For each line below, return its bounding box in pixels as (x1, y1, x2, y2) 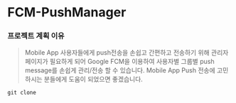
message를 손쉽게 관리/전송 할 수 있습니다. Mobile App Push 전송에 (24, 66, 215, 75)
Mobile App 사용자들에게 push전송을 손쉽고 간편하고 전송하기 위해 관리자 (24, 48, 229, 57)
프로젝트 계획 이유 (7, 31, 65, 41)
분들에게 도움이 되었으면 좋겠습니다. (43, 75, 144, 84)
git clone (7, 90, 37, 97)
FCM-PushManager (7, 4, 127, 21)
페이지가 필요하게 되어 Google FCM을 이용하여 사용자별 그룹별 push (24, 58, 215, 66)
